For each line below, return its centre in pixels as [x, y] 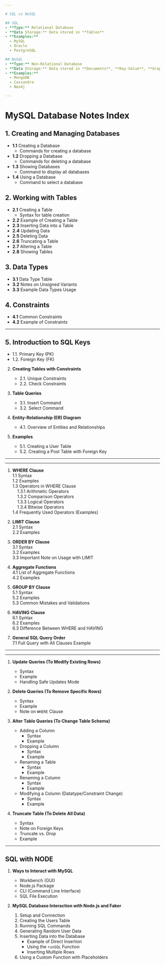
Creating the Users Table [45, 920]
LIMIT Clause [26, 522]
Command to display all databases [54, 172]
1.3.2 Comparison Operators [46, 497]
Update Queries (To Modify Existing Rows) [56, 662]
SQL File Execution [39, 896]
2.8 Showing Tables [32, 252]
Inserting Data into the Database [52, 936]
